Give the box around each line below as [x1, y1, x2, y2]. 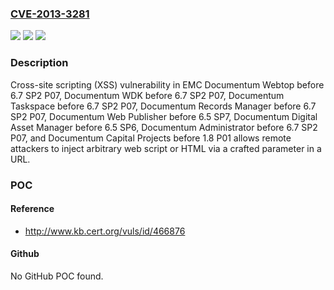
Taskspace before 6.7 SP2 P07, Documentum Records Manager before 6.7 [10, 100, 317, 112]
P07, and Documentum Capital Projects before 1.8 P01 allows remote [10, 132, 292, 144]
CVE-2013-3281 [10, 7, 90, 21]
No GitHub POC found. [10, 270, 104, 282]
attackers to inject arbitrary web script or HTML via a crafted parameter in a [10, 142, 322, 154]
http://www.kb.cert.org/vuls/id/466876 [24, 225, 186, 237]
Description [10, 56, 69, 70]
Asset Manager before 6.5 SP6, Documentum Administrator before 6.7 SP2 [10, 121, 318, 133]
